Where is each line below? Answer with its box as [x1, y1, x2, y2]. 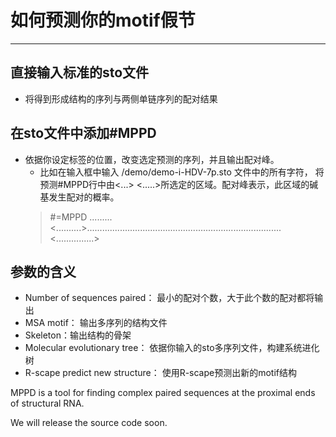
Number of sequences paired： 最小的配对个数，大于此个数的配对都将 [24, 292, 315, 304]
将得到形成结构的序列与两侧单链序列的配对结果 [24, 92, 218, 105]
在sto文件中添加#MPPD [10, 125, 157, 142]
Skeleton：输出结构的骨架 [24, 329, 132, 341]
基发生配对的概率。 [39, 191, 120, 203]
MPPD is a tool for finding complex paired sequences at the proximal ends [10, 387, 316, 399]
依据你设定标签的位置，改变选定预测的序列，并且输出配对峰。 [24, 153, 280, 165]
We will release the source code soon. [10, 417, 168, 429]
